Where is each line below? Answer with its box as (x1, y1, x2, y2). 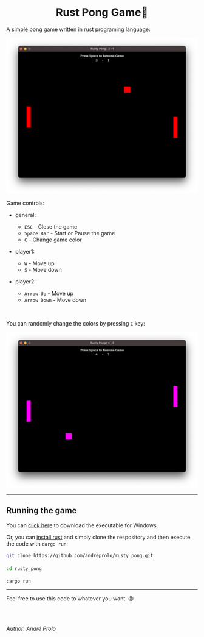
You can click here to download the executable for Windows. (6, 521, 158, 529)
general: (15, 212, 36, 219)
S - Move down (24, 266, 62, 274)
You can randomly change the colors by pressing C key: (6, 320, 146, 327)
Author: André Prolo (6, 625, 56, 633)
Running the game (6, 505, 77, 516)
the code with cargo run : (6, 539, 69, 547)
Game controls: (6, 199, 45, 207)
